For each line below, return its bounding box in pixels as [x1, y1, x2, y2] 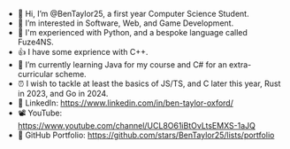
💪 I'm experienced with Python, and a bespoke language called [17, 27, 248, 37]
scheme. [55, 69, 87, 79]
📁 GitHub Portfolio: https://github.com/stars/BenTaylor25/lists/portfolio [17, 129, 275, 140]
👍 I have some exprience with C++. [17, 47, 149, 57]
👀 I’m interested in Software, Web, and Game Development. [17, 18, 234, 28]
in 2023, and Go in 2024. [17, 89, 109, 98]
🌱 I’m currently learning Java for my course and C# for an [17, 59, 227, 70]
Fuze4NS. [17, 36, 55, 47]
